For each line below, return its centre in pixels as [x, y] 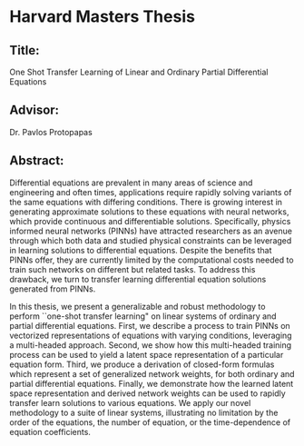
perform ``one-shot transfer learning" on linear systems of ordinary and [143, 316]
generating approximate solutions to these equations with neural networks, [149, 212]
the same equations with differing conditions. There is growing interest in [146, 202]
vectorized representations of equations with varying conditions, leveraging [151, 335]
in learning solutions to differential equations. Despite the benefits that [141, 250]
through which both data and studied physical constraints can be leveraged [151, 240]
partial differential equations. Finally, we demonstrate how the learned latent [152, 383]
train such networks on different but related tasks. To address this [132, 269]
